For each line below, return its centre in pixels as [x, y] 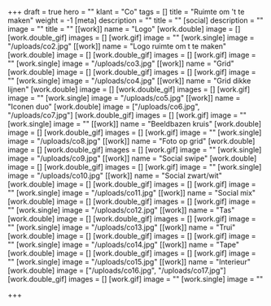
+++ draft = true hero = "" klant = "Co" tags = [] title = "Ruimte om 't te [126, 12]
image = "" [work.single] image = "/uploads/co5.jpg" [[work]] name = [124, 98]
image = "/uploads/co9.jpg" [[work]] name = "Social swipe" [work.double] [132, 158]
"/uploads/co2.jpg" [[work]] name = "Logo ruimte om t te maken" [117, 46]
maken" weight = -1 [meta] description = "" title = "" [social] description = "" [135, 20]
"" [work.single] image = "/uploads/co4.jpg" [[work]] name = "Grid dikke [129, 81]
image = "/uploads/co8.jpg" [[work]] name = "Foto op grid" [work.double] [131, 141]
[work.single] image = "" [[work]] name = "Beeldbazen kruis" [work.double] [135, 124]
